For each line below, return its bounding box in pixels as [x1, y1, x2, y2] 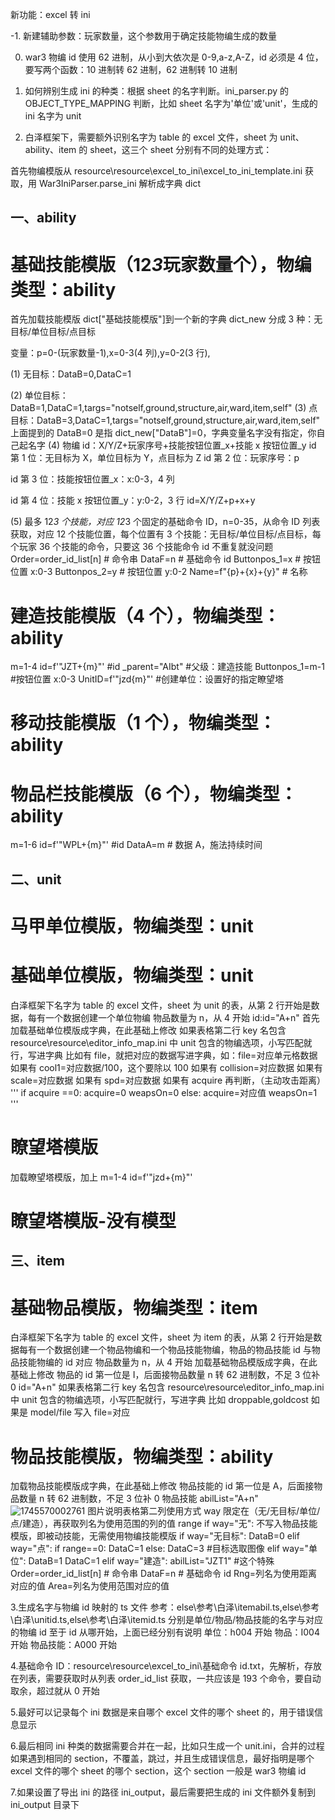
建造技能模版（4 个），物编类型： [10, 604, 281, 627]
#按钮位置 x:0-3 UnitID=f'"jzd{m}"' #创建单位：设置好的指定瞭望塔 [10, 673, 285, 685]
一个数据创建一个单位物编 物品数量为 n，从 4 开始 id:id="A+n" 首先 [44, 1011, 320, 1023]
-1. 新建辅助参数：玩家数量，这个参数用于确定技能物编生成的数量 [10, 30, 278, 42]
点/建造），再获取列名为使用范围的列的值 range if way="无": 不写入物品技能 [10, 1518, 318, 1530]
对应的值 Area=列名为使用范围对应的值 [10, 1580, 170, 1592]
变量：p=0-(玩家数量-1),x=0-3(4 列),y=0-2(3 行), [10, 347, 211, 359]
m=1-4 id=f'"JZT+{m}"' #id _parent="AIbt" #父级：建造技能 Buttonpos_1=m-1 [10, 661, 325, 673]
